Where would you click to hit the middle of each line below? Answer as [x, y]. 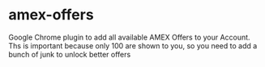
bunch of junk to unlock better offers [70, 54]
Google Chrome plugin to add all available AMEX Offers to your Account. [129, 37]
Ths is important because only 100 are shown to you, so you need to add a [133, 45]
